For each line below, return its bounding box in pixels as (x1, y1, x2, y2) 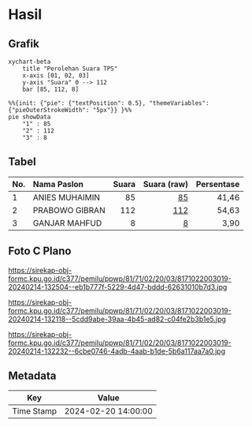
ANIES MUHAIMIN (32, 192, 101, 203)
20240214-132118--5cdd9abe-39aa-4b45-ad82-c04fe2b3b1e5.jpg (8, 314, 227, 324)
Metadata (8, 369, 57, 383)
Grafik (8, 37, 39, 51)
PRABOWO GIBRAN (32, 204, 106, 215)
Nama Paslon (32, 178, 84, 189)
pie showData (8, 113, 51, 121)
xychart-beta (8, 58, 51, 66)
